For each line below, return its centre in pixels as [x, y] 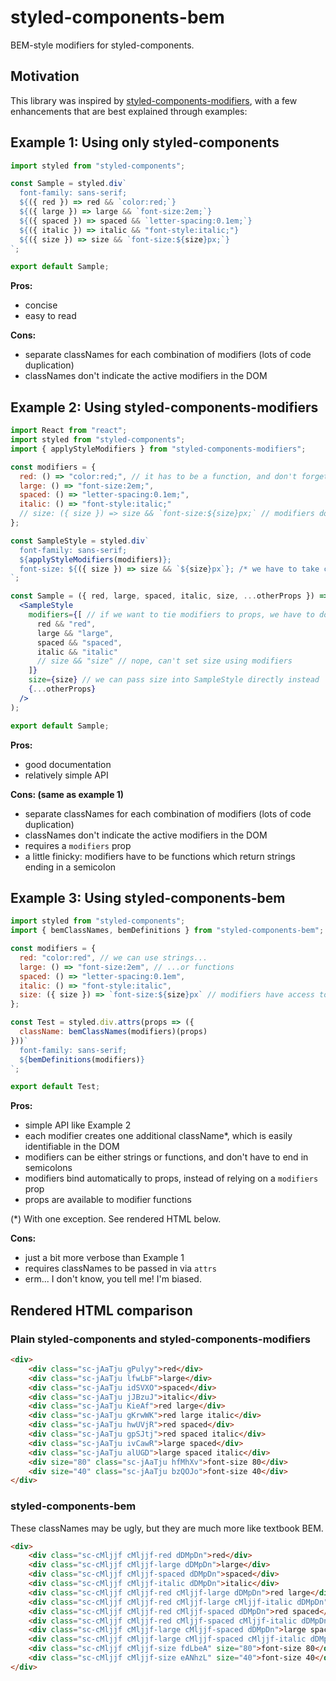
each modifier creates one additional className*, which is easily [158, 1136]
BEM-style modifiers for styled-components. [102, 45]
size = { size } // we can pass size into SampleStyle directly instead [174, 680]
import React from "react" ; [69, 431]
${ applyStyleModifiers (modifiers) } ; [95, 559]
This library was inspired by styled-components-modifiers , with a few [154, 100]
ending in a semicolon [70, 867]
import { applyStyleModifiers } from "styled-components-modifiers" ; [158, 449]
